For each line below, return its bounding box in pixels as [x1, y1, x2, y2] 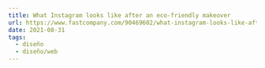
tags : [8, 33, 26, 41]
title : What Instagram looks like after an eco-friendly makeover [8, 11, 231, 20]
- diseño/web [15, 48, 58, 55]
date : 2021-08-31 [8, 26, 65, 34]
